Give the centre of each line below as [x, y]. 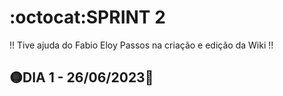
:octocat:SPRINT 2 [87, 17]
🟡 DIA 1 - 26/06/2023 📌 [81, 77]
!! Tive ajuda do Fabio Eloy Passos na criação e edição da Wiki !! [141, 45]
